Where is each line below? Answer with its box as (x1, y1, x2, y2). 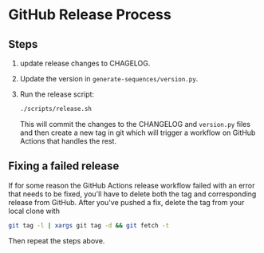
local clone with (8, 206, 60, 215)
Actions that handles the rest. (19, 136, 117, 145)
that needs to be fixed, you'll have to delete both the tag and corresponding (8, 189, 257, 199)
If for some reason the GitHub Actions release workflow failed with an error (8, 180, 255, 190)
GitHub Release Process (8, 6, 171, 24)
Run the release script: (19, 89, 94, 99)
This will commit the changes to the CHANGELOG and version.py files (19, 119, 251, 128)
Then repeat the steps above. (8, 235, 105, 245)
